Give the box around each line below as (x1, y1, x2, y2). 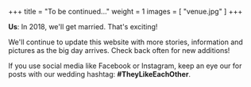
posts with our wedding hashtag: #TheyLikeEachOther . (8, 70, 191, 78)
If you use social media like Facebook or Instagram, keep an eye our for (8, 61, 242, 70)
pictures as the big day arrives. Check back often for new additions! (8, 46, 230, 55)
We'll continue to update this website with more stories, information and (8, 37, 244, 47)
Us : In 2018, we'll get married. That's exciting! (8, 22, 158, 31)
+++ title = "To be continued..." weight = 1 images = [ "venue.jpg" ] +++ (8, 7, 243, 16)
